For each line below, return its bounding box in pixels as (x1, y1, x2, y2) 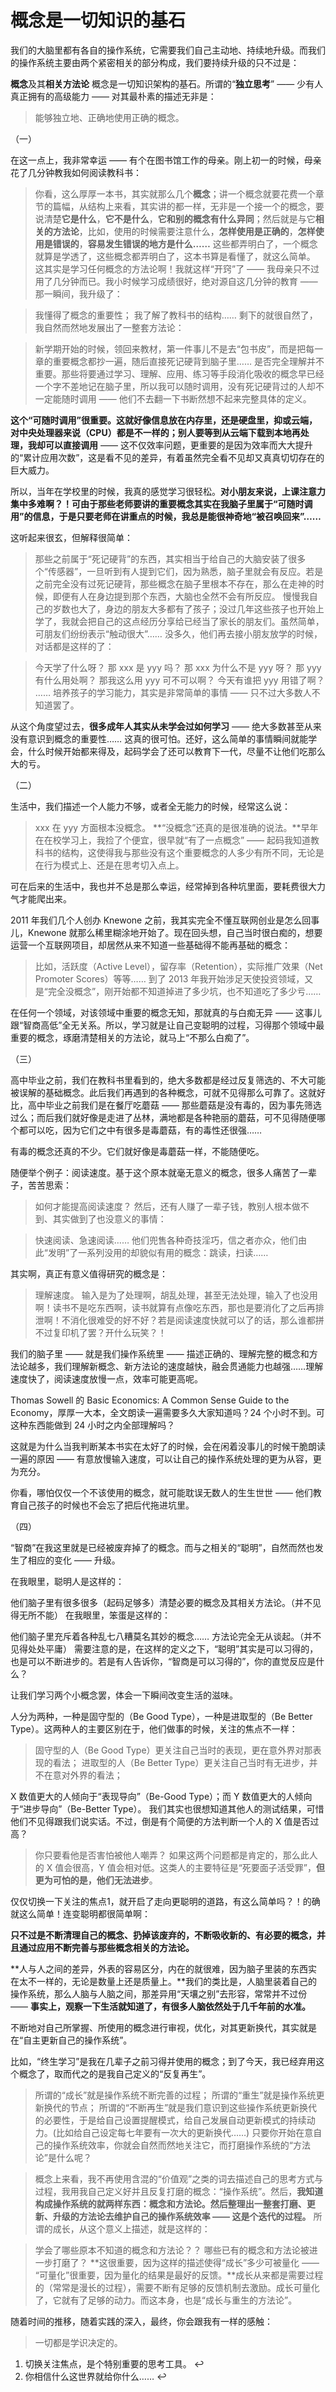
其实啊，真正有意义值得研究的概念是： (10, 1267, 168, 1280)
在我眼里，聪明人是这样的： (10, 1575, 125, 1587)
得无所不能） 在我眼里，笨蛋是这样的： (10, 1609, 171, 1621)
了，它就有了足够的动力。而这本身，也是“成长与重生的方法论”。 (34, 2294, 298, 2306)
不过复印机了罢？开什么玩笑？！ (34, 1326, 167, 1338)
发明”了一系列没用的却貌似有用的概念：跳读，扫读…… (47, 1246, 269, 1258)
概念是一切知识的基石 (10, 9, 187, 32)
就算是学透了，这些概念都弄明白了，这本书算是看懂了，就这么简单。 (34, 250, 316, 262)
